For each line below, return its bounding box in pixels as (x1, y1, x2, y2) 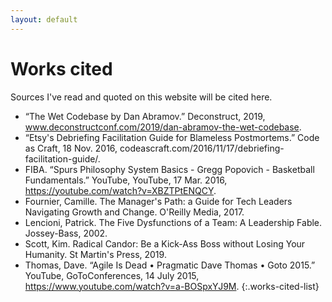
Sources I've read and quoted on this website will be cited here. (10, 91, 273, 103)
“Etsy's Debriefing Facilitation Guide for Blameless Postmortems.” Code (24, 131, 320, 143)
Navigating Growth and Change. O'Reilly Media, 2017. (24, 206, 245, 218)
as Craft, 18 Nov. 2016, (24, 142, 118, 154)
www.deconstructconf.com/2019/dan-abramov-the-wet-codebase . (24, 121, 302, 133)
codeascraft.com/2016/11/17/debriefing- (119, 142, 285, 154)
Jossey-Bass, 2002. (24, 227, 108, 239)
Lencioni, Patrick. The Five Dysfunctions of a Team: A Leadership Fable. (24, 216, 323, 228)
